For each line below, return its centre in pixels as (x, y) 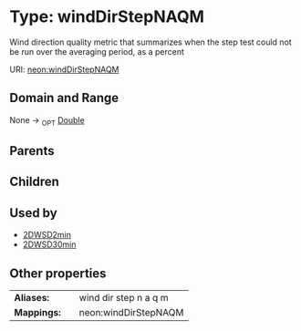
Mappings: (38, 312)
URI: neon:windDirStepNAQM (65, 69)
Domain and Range (64, 98)
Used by (33, 213)
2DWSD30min (49, 244)
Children (34, 182)
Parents (32, 151)
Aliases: (32, 297)
